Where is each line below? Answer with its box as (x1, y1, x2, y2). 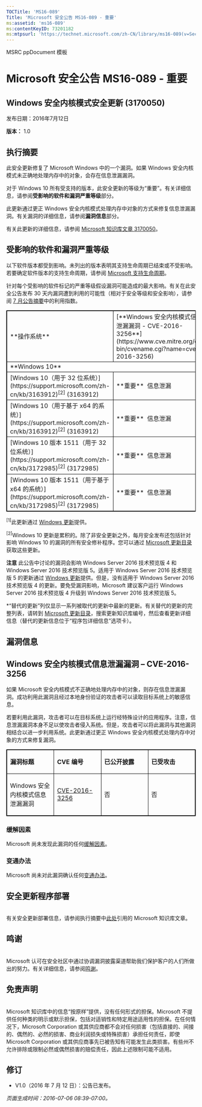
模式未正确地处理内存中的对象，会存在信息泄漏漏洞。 (6, 171, 138, 178)
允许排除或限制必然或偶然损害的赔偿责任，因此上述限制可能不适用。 (6, 1045, 175, 1053)
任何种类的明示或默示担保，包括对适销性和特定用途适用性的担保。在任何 (11, 1015, 191, 1023)
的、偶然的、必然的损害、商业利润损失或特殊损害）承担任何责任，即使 (6, 1030, 180, 1038)
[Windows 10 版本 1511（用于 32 (10, 438, 107, 447)
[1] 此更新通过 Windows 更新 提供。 (6, 517, 90, 525)
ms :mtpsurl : (6, 31, 36, 37)
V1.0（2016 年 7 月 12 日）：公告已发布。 (14, 1082, 114, 1089)
